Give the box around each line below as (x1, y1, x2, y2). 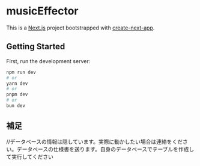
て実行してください (6, 153, 54, 160)
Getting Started (6, 41, 65, 52)
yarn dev (6, 80, 28, 87)
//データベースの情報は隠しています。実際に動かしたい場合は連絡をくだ (6, 138, 183, 145)
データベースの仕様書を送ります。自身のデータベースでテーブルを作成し (16, 146, 195, 153)
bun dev (6, 103, 26, 109)
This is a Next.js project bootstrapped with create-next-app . (6, 24, 155, 31)
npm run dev (6, 69, 36, 75)
